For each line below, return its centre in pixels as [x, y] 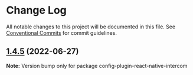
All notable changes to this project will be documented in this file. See [91, 27]
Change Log [36, 10]
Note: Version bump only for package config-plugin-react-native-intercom [97, 66]
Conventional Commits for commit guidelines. [61, 32]
